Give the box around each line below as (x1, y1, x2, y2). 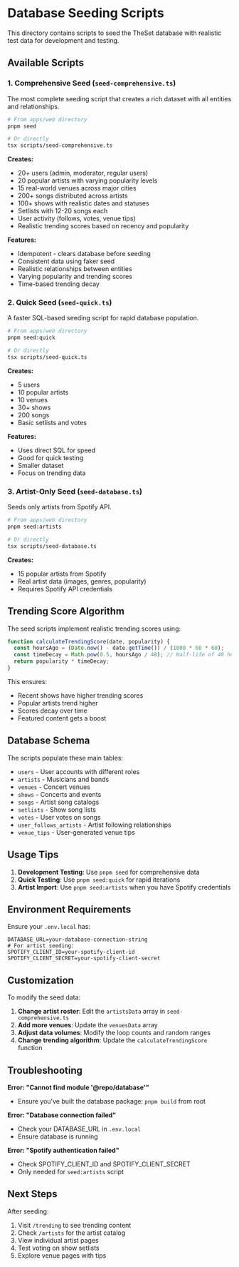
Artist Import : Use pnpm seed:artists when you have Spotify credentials (17, 882, 231, 891)
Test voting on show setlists (17, 1243, 100, 1252)
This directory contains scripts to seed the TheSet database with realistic (7, 29, 222, 37)
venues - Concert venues (17, 783, 90, 791)
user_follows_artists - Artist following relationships (17, 820, 172, 829)
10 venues (17, 395, 48, 404)
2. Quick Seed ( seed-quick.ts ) (7, 297, 112, 307)
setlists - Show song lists (17, 805, 96, 814)
